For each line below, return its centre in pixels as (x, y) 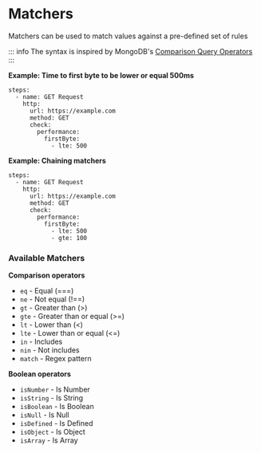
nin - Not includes (49, 350)
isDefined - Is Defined (56, 423)
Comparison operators (47, 275)
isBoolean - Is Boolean (57, 407)
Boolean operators (40, 374)
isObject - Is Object (52, 432)
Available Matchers (47, 258)
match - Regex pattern (55, 359)
